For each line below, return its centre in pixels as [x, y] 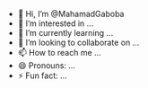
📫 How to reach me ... [59, 53]
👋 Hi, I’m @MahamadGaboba [71, 14]
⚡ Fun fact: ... [42, 75]
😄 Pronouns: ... [47, 66]
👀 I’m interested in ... [56, 23]
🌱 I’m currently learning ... [65, 33]
